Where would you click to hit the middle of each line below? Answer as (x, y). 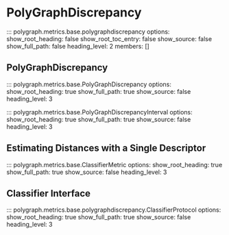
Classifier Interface (48, 193)
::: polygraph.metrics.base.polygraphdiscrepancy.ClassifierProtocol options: (114, 210)
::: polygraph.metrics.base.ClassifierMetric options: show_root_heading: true (114, 164)
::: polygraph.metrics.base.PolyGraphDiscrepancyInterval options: (99, 112)
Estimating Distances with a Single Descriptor (106, 148)
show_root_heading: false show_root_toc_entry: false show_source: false (109, 38)
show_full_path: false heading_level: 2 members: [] (78, 46)
